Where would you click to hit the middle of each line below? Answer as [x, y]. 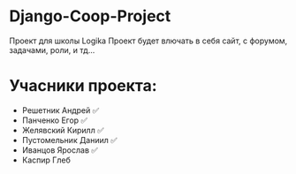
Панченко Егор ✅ [55, 120]
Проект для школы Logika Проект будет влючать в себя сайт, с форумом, [148, 41]
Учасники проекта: [83, 86]
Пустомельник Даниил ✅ [69, 140]
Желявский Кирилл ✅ [63, 130]
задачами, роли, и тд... [52, 49]
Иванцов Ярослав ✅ [60, 150]
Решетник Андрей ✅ [61, 110]
